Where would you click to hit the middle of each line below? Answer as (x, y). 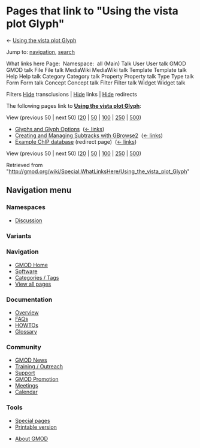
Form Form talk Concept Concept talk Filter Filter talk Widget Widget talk (96, 83)
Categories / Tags (37, 277)
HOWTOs (27, 325)
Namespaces (26, 207)
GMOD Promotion (37, 379)
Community (24, 347)
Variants (19, 236)
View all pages (33, 284)
